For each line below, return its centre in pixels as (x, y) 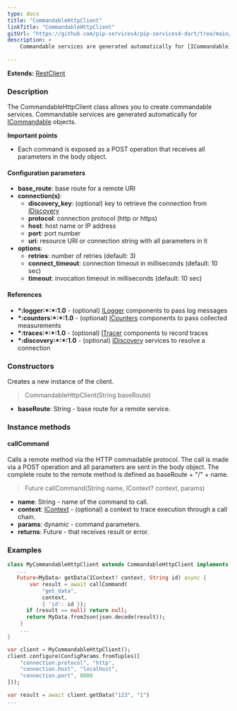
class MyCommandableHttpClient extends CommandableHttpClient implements (118, 565)
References (25, 294)
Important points (32, 135)
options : (30, 248)
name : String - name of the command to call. (83, 502)
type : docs (23, 14)
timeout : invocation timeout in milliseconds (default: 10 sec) (115, 279)
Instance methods (39, 427)
